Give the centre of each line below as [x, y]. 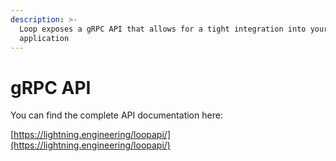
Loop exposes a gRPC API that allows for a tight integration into [163, 29]
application [44, 38]
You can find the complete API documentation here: [116, 115]
